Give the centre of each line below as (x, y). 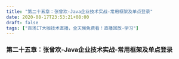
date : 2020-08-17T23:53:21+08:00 (48, 17)
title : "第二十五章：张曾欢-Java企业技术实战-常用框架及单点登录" (80, 12)
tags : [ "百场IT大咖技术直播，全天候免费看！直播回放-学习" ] (72, 28)
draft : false (22, 22)
